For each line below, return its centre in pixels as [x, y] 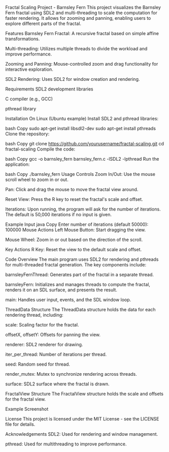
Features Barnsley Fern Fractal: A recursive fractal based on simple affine [82, 33]
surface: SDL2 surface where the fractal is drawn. [57, 384]
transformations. [23, 39]
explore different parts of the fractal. [43, 23]
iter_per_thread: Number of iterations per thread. [56, 354]
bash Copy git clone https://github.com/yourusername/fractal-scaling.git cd [84, 144]
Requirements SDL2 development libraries [49, 89]
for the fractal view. [26, 399]
